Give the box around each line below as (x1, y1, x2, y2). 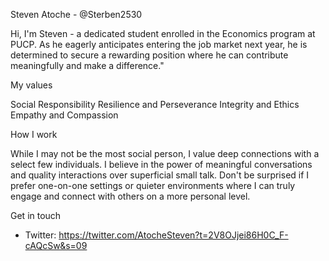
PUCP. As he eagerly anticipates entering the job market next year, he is (10, 39, 308, 50)
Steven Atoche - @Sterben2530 (10, 9, 143, 20)
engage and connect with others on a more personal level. (10, 190, 251, 202)
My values (10, 79, 53, 91)
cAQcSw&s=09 (24, 240, 88, 251)
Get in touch (10, 210, 62, 221)
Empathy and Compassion (10, 109, 119, 121)
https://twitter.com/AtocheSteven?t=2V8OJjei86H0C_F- (58, 229, 289, 241)
